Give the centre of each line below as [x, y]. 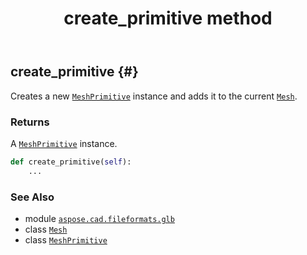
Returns [30, 122]
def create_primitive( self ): [71, 162]
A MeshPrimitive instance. [64, 143]
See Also [32, 197]
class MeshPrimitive [66, 239]
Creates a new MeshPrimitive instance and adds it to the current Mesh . [154, 96]
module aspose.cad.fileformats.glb [99, 218]
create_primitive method [168, 18]
